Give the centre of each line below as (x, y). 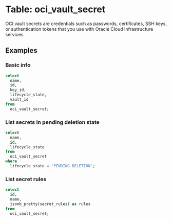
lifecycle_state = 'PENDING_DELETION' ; (53, 166)
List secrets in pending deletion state (53, 122)
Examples (21, 50)
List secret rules (26, 179)
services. (15, 34)
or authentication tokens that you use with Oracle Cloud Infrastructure (79, 29)
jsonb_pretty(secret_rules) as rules (50, 204)
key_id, (18, 90)
